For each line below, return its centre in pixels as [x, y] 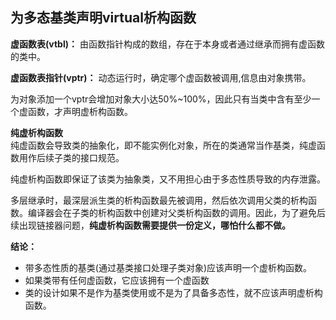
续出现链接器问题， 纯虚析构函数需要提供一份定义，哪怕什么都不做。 [150, 225]
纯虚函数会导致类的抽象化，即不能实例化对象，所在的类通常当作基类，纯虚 [163, 145]
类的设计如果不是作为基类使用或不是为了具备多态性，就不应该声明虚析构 [173, 292]
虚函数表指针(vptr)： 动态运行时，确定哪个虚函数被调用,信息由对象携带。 [161, 77]
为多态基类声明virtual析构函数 [103, 18]
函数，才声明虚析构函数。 [80, 111]
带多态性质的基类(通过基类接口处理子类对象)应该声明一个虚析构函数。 [168, 267]
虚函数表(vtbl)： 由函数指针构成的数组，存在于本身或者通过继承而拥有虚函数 [167, 44]
